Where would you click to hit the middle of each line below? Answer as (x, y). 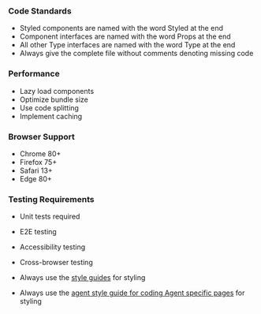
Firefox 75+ (38, 162)
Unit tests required (50, 217)
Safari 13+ (36, 170)
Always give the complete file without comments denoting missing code (136, 54)
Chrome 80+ (40, 153)
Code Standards (40, 11)
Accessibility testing (52, 247)
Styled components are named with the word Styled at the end (121, 28)
